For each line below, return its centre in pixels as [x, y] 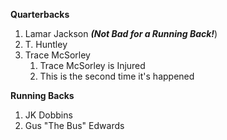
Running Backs [42, 95]
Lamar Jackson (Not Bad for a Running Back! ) [121, 33]
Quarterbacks [40, 14]
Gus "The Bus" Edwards [74, 125]
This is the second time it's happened [117, 76]
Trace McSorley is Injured [92, 65]
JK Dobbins [48, 115]
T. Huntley [46, 44]
